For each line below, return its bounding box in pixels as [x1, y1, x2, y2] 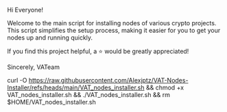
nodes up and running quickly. [7, 33, 93, 42]
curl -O [7, 76, 27, 84]
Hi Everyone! [7, 6, 43, 14]
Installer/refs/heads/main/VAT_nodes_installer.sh [7, 83, 145, 92]
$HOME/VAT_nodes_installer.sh [7, 98, 96, 106]
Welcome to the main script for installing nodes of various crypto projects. [7, 19, 217, 27]
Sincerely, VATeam [7, 63, 60, 71]
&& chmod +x [145, 83, 184, 92]
